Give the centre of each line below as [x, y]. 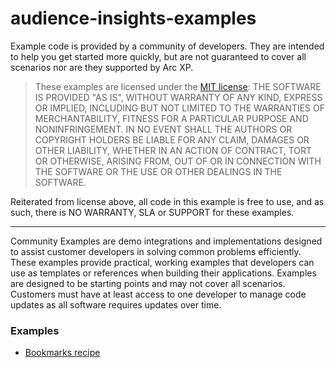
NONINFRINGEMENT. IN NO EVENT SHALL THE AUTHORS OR [163, 129]
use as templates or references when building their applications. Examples [163, 273]
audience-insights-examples [133, 18]
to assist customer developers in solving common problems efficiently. [156, 251]
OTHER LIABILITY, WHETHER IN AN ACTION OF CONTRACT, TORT [173, 150]
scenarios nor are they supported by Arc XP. [102, 67]
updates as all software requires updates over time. [116, 304]
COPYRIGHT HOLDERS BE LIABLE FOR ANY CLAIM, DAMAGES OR [172, 139]
